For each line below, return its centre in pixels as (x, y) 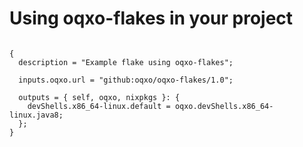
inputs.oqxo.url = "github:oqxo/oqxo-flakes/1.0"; (126, 80)
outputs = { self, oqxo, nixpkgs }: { (99, 97)
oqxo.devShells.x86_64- (224, 106)
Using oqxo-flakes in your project (151, 18)
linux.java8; (36, 115)
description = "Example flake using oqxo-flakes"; (126, 62)
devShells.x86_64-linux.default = (99, 106)
